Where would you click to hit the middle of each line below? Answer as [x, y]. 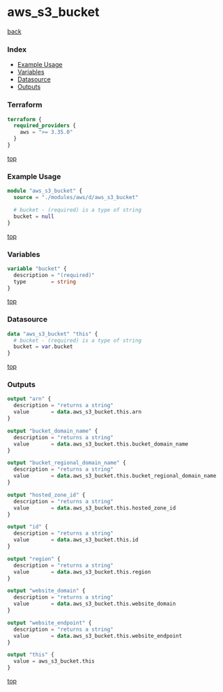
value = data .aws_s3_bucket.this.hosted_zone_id [95, 508]
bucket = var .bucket [43, 347]
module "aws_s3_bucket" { [45, 191]
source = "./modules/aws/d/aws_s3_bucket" [76, 198]
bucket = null [34, 217]
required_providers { [45, 126]
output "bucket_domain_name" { [53, 431]
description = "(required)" [54, 275]
